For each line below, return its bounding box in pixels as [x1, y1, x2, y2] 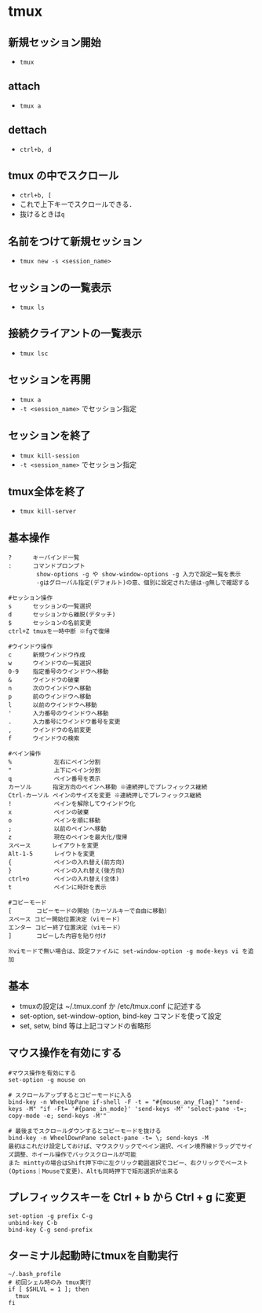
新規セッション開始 [8, 35, 101, 49]
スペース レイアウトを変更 [8, 842, 100, 850]
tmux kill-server [19, 508, 77, 516]
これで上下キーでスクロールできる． [19, 200, 136, 209]
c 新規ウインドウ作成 [8, 651, 86, 659]
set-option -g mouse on [8, 1076, 86, 1083]
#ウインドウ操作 [8, 643, 53, 651]
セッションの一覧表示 [8, 281, 111, 294]
